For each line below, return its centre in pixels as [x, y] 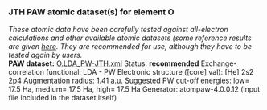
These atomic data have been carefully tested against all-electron [118, 30]
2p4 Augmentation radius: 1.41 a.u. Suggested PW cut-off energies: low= [129, 81]
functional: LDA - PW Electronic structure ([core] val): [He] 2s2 [150, 72]
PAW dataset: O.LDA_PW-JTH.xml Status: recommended [104, 63]
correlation [26, 72]
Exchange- [219, 63]
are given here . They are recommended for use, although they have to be [130, 47]
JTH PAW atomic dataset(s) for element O [91, 12]
